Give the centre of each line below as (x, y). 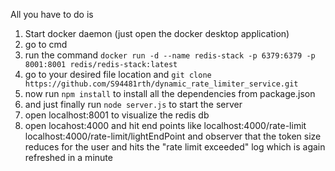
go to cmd (46, 44)
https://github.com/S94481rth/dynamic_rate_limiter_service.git (161, 84)
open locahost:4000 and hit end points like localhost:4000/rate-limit (165, 125)
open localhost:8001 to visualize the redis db (117, 115)
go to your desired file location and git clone (118, 74)
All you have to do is (52, 14)
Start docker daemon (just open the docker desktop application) (157, 33)
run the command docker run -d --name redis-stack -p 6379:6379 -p (170, 55)
